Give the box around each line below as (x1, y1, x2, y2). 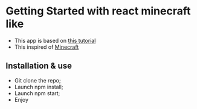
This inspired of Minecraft (14, 43, 79, 51)
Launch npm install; (14, 83, 63, 90)
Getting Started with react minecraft (5, 4, 191, 18)
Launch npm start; (14, 89, 60, 97)
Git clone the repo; (14, 76, 61, 84)
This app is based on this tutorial (14, 37, 96, 44)
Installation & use (5, 61, 73, 71)
